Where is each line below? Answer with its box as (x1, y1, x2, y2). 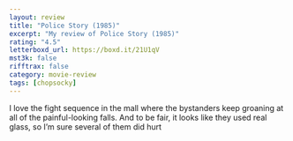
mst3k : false (9, 54, 57, 63)
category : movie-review (9, 70, 97, 79)
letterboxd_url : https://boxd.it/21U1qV (9, 46, 161, 55)
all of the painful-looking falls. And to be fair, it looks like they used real (9, 112, 267, 122)
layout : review (9, 12, 65, 22)
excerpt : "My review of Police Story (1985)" (9, 29, 179, 38)
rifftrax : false (9, 63, 69, 71)
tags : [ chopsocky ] (9, 78, 77, 87)
